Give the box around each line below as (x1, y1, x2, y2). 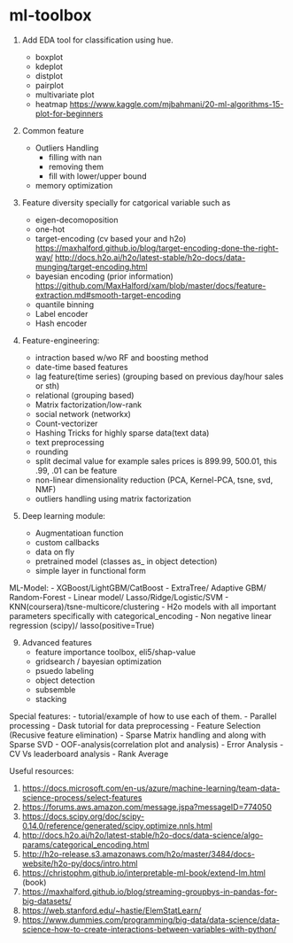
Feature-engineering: (21, 335, 100, 345)
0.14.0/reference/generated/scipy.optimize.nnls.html (21, 820, 212, 831)
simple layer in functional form (35, 565, 146, 576)
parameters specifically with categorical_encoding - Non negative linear (9, 610, 273, 621)
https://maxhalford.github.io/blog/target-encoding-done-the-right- (35, 243, 279, 253)
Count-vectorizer (35, 418, 98, 429)
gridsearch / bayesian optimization (35, 656, 162, 667)
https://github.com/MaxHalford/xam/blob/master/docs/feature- (35, 280, 266, 290)
